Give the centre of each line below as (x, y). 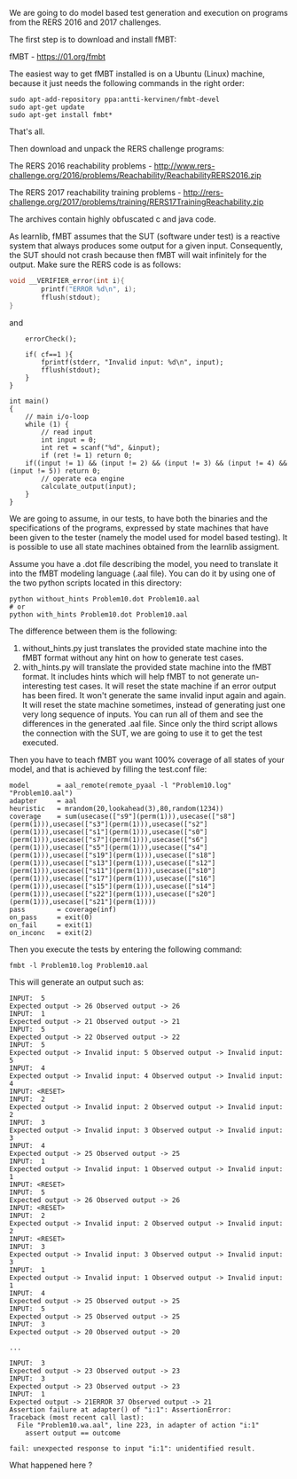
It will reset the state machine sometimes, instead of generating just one (153, 704)
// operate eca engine (83, 478)
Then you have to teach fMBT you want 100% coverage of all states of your (147, 759)
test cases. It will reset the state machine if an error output (170, 686)
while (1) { (47, 424)
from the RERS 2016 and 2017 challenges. (85, 22)
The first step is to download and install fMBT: (93, 39)
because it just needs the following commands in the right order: (127, 83)
